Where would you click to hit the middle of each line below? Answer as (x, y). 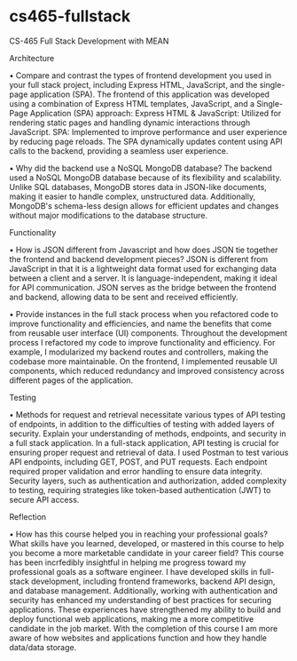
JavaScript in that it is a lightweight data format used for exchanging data (143, 268)
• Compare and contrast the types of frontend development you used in (141, 75)
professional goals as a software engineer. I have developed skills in (133, 571)
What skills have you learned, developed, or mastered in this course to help (147, 543)
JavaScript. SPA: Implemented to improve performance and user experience (148, 131)
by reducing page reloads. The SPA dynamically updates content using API (146, 141)
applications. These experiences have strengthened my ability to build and (145, 609)
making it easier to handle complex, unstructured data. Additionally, (132, 196)
